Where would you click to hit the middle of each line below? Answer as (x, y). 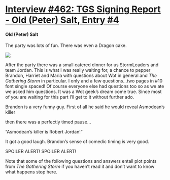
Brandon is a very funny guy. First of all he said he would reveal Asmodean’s (85, 107)
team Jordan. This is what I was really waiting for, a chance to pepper (78, 70)
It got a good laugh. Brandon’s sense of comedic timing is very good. (77, 142)
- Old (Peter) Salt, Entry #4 (62, 20)
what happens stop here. (31, 172)
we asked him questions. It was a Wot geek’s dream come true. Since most (83, 92)
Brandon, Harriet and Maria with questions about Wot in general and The (81, 76)
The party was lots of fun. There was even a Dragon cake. (66, 46)
